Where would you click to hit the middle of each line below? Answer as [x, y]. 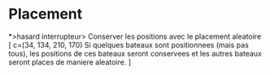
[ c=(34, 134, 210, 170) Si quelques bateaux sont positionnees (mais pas [129, 44]
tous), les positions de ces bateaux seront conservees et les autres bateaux [135, 53]
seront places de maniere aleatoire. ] [70, 62]
